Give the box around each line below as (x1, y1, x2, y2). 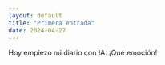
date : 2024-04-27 (8, 26, 66, 34)
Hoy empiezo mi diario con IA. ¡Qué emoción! (8, 48, 158, 58)
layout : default (8, 11, 62, 20)
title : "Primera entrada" (8, 19, 95, 27)
